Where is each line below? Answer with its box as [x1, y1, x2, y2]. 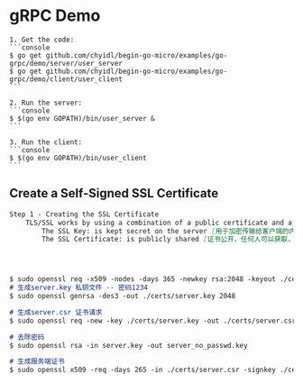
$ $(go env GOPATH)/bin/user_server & [9, 114, 155, 123]
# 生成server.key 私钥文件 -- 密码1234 [9, 283, 149, 293]
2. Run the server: [9, 98, 83, 107]
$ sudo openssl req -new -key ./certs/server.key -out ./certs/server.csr [9, 316, 297, 325]
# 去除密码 [9, 333, 45, 342]
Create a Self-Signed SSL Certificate [9, 186, 219, 201]
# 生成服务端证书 [9, 357, 65, 366]
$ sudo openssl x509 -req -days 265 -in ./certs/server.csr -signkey [9, 366, 277, 375]
